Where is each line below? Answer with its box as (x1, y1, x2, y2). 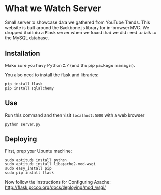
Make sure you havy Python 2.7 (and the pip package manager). (5, 62, 135, 68)
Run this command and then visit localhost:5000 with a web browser (5, 112, 145, 118)
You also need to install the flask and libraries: (5, 72, 98, 78)
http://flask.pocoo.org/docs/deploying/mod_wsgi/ (5, 184, 106, 190)
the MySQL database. (5, 35, 49, 41)
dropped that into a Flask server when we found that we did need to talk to (5, 30, 157, 35)
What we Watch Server (5, 3, 101, 14)
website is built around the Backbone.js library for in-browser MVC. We (5, 24, 150, 30)
